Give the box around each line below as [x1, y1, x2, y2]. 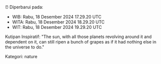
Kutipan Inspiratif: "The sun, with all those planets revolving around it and [5, 34, 152, 40]
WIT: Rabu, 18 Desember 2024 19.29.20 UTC [12, 24, 102, 30]
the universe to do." [5, 44, 45, 50]
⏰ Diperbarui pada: [5, 4, 44, 10]
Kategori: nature [5, 54, 37, 59]
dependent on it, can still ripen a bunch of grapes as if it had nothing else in [5, 39, 157, 44]
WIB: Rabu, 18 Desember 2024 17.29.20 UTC [12, 14, 102, 20]
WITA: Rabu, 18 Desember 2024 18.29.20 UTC [12, 19, 105, 25]
